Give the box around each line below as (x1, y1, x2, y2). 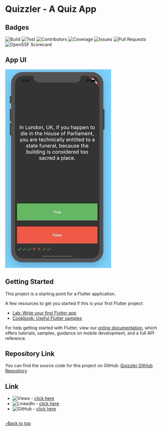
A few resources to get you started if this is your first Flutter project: (5, 300, 144, 306)
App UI (5, 56, 27, 64)
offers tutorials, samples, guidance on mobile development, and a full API (5, 330, 155, 336)
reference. (5, 335, 26, 341)
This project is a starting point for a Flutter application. (5, 290, 116, 296)
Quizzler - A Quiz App (5, 3, 97, 15)
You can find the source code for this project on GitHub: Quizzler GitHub (5, 363, 153, 369)
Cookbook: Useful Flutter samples (12, 315, 82, 321)
